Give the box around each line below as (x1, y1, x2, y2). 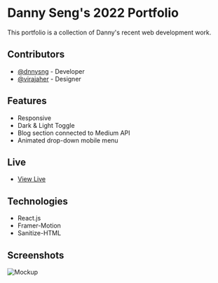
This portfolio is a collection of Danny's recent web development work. (7, 28, 212, 37)
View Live (17, 175, 46, 183)
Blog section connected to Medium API (17, 129, 130, 137)
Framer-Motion (17, 221, 62, 230)
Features (7, 95, 47, 107)
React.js (17, 214, 41, 223)
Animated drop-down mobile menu (17, 136, 118, 145)
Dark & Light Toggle (17, 121, 75, 129)
